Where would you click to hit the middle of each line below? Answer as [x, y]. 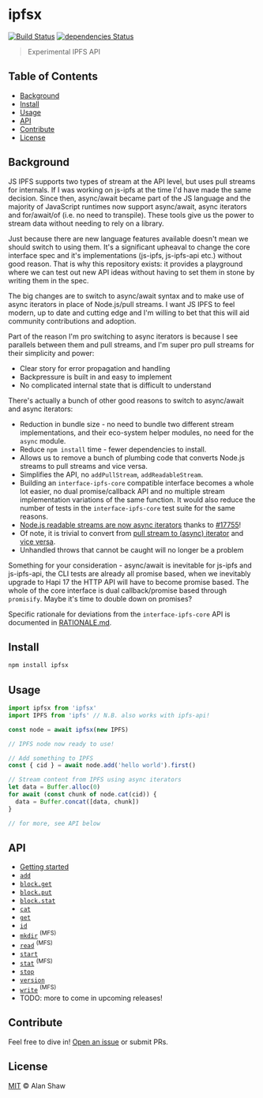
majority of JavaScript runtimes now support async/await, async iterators [128, 206]
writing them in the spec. [49, 280]
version [32, 980]
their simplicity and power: [51, 353]
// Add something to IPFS [51, 758]
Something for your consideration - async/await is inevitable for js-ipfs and [130, 565]
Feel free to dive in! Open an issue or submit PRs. [88, 1042]
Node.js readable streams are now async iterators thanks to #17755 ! [130, 525]
